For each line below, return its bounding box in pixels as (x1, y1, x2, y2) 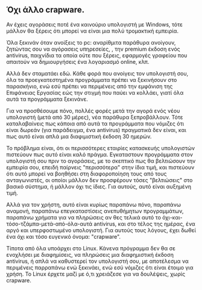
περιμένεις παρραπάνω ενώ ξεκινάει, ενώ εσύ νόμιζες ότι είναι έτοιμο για (6, 263, 194, 271)
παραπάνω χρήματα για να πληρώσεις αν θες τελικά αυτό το (6, 213, 162, 221)
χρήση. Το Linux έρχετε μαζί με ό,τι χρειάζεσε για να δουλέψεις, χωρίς (6, 270, 186, 277)
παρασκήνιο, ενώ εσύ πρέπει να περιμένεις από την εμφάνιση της (6, 83, 173, 90)
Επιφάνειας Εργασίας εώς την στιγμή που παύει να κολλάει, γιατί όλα (6, 89, 184, 96)
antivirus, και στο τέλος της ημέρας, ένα (93, 220, 196, 227)
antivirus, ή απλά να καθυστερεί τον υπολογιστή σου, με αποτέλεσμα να (6, 257, 189, 265)
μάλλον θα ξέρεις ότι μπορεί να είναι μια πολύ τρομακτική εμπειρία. (6, 27, 179, 34)
